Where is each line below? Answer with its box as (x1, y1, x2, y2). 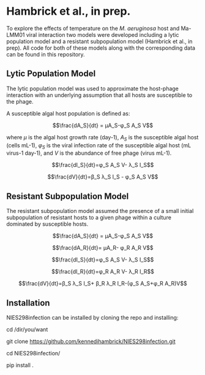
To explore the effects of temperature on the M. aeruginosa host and (6, 25, 180, 32)
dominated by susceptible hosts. (6, 220, 89, 228)
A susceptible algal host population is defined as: (6, 109, 130, 117)
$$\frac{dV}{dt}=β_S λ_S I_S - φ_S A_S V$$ (47, 173, 158, 180)
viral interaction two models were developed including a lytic (26, 31, 179, 38)
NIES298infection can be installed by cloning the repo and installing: (6, 314, 179, 321)
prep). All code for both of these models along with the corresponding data (6, 44, 196, 52)
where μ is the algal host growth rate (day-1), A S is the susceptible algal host (6, 133, 199, 142)
